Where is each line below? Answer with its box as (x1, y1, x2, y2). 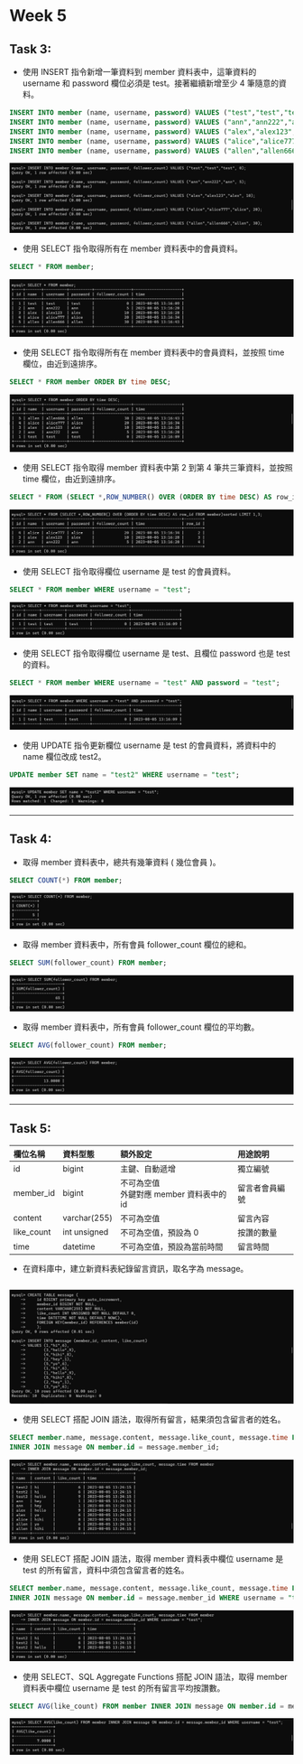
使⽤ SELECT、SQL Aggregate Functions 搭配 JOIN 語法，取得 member (22, 1671, 289, 1682)
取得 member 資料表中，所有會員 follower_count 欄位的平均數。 (22, 1022, 260, 1032)
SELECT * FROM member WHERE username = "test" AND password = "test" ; (9, 678, 280, 687)
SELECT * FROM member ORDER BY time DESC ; (9, 378, 171, 387)
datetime (62, 1241, 96, 1252)
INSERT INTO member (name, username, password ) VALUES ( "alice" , (9, 136, 260, 145)
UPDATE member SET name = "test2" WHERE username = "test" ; (9, 770, 241, 779)
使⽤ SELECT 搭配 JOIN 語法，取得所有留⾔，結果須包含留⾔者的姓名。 (22, 1414, 286, 1425)
